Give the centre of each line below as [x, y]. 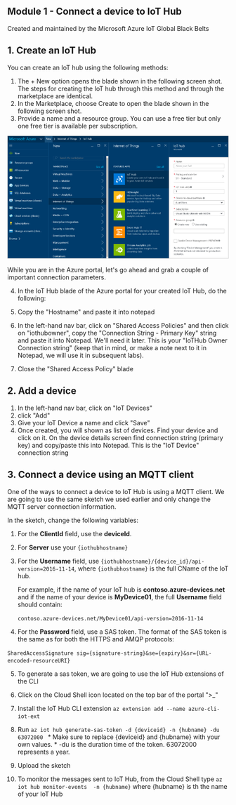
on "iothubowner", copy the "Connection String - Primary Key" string [117, 333]
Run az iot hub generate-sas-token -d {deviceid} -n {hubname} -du [118, 729]
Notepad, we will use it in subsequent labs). [80, 355]
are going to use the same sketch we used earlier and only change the [109, 499]
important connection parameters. [57, 277]
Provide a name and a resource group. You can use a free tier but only [119, 118]
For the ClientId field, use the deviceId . [74, 533]
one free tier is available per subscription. [78, 126]
